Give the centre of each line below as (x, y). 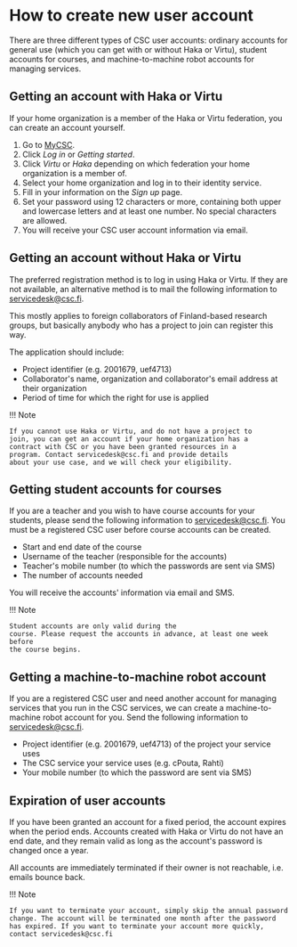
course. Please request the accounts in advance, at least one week (139, 634)
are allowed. (44, 220)
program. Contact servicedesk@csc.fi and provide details (119, 454)
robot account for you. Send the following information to (146, 717)
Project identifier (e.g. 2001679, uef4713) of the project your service (146, 744)
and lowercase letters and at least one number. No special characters (149, 211)
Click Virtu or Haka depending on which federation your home (136, 163)
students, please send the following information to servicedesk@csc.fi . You (148, 520)
